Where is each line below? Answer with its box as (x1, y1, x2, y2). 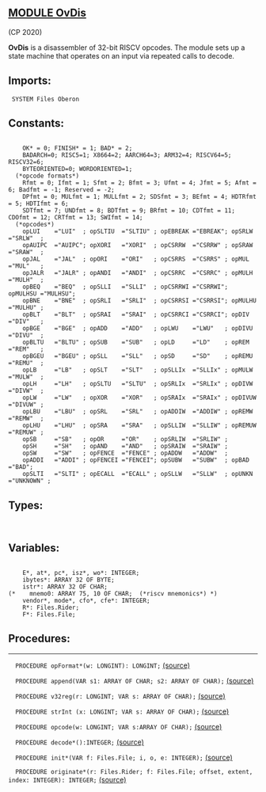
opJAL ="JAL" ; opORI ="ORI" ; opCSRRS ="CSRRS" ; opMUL (22, 255, 249, 264)
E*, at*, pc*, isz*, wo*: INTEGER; (22, 569, 140, 577)
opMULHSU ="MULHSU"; (8, 290, 77, 298)
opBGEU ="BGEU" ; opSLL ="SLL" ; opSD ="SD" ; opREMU (22, 352, 253, 360)
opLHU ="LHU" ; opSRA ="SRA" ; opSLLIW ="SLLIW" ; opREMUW (22, 421, 257, 430)
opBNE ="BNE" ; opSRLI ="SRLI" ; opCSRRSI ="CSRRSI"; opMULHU (22, 297, 257, 305)
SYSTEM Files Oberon (11, 95, 80, 103)
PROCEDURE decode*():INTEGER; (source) (15, 737, 145, 747)
